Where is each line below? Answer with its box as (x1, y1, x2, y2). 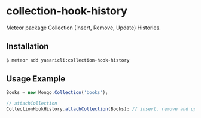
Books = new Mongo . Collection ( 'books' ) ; (6, 90, 109, 96)
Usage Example (6, 74, 66, 84)
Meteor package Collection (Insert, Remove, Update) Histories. (6, 24, 162, 31)
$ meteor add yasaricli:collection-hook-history (6, 57, 130, 63)
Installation (6, 41, 49, 52)
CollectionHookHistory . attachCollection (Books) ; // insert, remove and (6, 106, 188, 112)
